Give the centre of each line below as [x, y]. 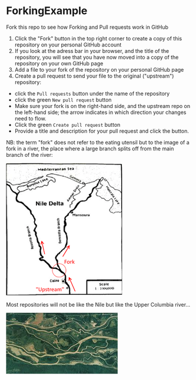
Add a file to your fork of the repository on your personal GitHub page [99, 69]
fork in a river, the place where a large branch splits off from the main [90, 149]
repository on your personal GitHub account [68, 45]
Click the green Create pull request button [67, 125]
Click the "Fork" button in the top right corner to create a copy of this [98, 38]
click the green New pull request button [63, 100]
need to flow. [30, 118]
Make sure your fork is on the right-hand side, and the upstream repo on [102, 106]
